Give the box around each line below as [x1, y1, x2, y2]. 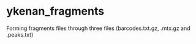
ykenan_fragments [6, 4, 105, 18]
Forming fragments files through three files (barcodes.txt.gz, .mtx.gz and [6, 24, 191, 32]
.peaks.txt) [6, 31, 34, 38]
